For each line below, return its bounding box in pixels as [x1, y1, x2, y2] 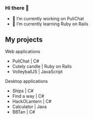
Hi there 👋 [5, 4, 30, 11]
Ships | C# [12, 88, 34, 94]
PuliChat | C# [12, 58, 39, 64]
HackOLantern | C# [12, 99, 52, 105]
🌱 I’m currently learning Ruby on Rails [12, 21, 89, 27]
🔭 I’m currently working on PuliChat [12, 16, 84, 22]
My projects [5, 35, 43, 44]
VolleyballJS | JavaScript [12, 69, 63, 75]
